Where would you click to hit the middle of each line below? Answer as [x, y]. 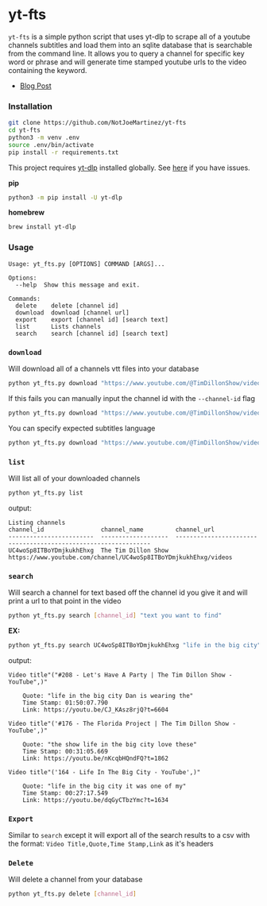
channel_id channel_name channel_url [112, 530]
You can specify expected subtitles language [82, 428]
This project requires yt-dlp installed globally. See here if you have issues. [129, 168]
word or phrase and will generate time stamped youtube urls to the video [128, 62]
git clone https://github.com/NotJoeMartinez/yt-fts [97, 123]
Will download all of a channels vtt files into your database [104, 368]
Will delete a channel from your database [75, 880]
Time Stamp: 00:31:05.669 [66, 751]
